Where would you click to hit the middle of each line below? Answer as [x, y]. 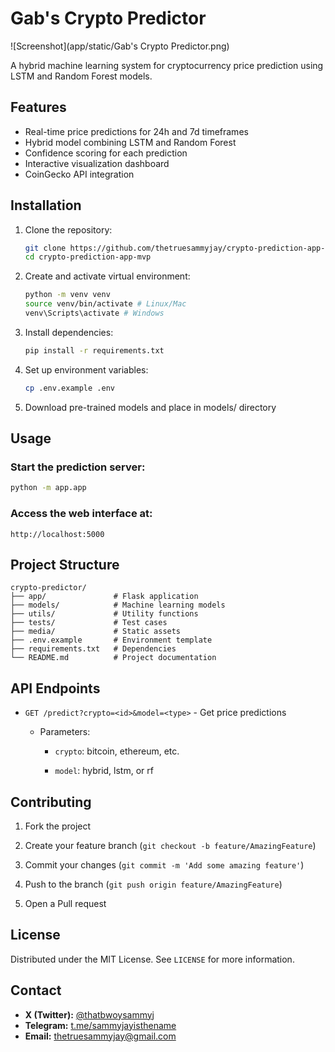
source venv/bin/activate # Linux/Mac [105, 304]
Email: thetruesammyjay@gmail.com [100, 1036]
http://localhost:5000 [57, 534]
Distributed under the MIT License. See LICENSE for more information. [152, 959]
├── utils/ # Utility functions [104, 614]
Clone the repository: [68, 229]
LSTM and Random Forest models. [81, 76]
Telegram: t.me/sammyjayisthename [100, 1025]
